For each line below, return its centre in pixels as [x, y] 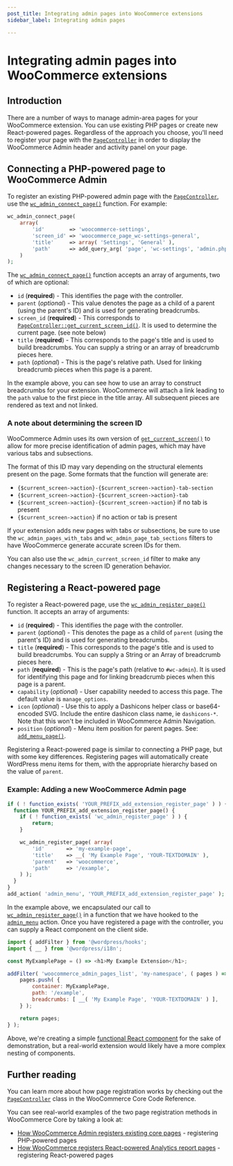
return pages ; [40, 1018]
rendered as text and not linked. [53, 405]
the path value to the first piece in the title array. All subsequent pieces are [113, 398]
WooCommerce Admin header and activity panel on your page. [97, 147]
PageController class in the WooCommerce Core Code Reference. [102, 1099]
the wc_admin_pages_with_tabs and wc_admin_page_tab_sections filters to [110, 538]
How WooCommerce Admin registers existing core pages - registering [118, 1133]
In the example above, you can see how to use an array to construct [104, 383]
